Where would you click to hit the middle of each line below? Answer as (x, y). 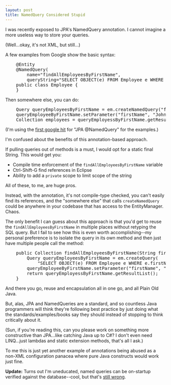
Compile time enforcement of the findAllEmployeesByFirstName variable (88, 165)
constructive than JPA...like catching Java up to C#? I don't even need (79, 335)
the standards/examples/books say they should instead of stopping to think (84, 314)
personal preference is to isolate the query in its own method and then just (83, 238)
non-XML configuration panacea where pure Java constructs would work (82, 356)
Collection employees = (46, 120)
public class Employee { (47, 85)
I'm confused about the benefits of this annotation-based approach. (77, 139)
